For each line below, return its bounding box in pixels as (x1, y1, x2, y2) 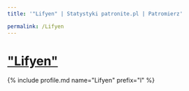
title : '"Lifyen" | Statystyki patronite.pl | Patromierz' (7, 10, 183, 17)
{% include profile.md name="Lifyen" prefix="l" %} (7, 76, 155, 85)
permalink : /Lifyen (7, 22, 64, 30)
